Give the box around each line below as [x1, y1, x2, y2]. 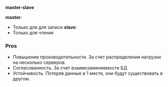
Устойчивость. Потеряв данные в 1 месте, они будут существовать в [12, 70, 163, 76]
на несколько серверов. [12, 59, 66, 66]
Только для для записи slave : [12, 24, 77, 30]
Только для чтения [12, 30, 54, 35]
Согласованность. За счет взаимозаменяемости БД [12, 65, 128, 71]
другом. [12, 76, 31, 82]
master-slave [5, 5, 34, 10]
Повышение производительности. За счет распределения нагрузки [12, 54, 161, 60]
